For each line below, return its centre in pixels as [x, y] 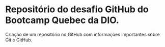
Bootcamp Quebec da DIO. [62, 20]
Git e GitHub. [19, 40]
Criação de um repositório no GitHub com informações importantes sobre [82, 34]
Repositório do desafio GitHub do [77, 9]
